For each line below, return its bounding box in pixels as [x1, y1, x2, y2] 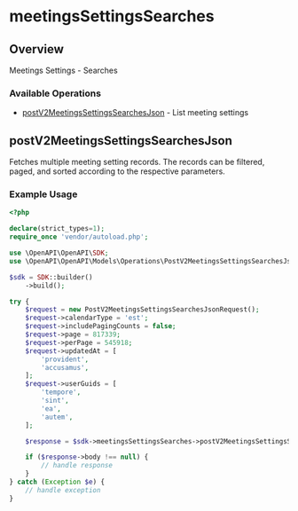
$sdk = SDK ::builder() [9, 272, 93, 281]
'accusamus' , [41, 363, 90, 372]
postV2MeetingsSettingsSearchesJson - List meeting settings [21, 107, 249, 118]
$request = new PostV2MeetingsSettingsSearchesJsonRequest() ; [25, 305, 260, 314]
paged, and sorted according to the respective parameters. [9, 166, 226, 177]
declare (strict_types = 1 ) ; [9, 224, 105, 233]
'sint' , [41, 397, 69, 405]
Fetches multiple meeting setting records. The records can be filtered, [9, 157, 265, 168]
